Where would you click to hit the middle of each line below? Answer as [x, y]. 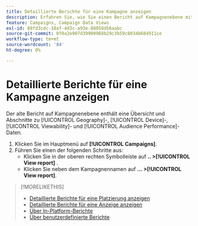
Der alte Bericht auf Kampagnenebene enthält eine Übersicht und [85, 114]
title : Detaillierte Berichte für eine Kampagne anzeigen [79, 12]
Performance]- [161, 126]
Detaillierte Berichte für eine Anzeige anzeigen [86, 204]
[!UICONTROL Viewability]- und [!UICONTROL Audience [74, 126]
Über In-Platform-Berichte [61, 211]
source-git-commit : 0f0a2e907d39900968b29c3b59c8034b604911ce [84, 34]
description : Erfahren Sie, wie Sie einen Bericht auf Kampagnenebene [95, 17]
